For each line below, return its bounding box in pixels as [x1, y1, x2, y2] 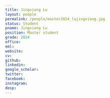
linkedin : [5, 62, 26, 67]
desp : [5, 85, 16, 91]
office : [5, 40, 21, 45]
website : [5, 49, 23, 53]
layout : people [5, 12, 37, 17]
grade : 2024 [5, 35, 30, 40]
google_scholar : [5, 67, 39, 72]
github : [5, 58, 21, 63]
